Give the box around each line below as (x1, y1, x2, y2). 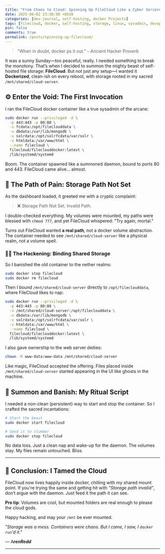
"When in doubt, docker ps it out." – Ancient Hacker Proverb (17, 48, 139, 54)
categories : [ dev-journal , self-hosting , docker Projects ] (5, 16, 129, 21)
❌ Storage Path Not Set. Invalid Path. (17, 203, 92, 209)
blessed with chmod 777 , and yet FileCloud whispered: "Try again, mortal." (5, 218, 154, 224)
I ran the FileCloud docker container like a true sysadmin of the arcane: (5, 106, 149, 112)
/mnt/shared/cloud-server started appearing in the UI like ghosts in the (5, 369, 149, 374)
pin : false (5, 26, 27, 31)
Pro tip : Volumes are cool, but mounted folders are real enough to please (5, 500, 153, 506)
